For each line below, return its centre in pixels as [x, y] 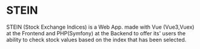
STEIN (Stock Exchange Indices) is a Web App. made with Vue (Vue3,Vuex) [101, 27]
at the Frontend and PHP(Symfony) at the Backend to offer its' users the [96, 33]
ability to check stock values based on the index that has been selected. [96, 39]
